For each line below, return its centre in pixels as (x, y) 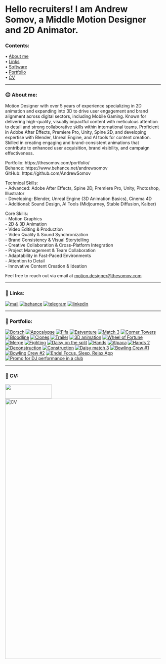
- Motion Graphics (24, 218)
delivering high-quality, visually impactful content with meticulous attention (82, 121)
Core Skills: (17, 213)
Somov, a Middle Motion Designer (76, 20)
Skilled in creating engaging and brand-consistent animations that (72, 143)
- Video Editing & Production (34, 229)
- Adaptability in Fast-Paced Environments (48, 255)
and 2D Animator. (42, 30)
